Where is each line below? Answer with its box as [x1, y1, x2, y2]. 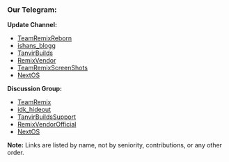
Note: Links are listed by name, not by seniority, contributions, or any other [7, 141, 223, 149]
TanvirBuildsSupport [17, 113, 77, 121]
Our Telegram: [7, 5, 57, 15]
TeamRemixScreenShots [17, 64, 88, 72]
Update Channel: [7, 21, 58, 29]
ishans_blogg [17, 42, 56, 50]
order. [7, 148, 24, 157]
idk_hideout [17, 106, 51, 114]
